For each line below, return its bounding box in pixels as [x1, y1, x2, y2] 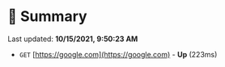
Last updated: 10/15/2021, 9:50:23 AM [7, 34, 138, 44]
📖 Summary [7, 7, 87, 26]
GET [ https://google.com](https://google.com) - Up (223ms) [19, 49, 218, 59]
